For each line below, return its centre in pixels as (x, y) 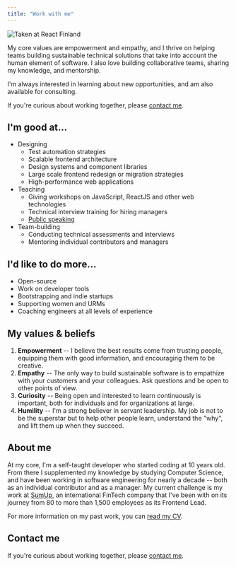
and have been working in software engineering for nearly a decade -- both (117, 480)
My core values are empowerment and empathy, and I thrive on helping (111, 47)
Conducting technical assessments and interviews (101, 235)
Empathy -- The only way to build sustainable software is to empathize (121, 373)
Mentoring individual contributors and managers (98, 242)
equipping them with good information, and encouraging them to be (116, 358)
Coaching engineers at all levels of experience (85, 311)
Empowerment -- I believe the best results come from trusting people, (120, 351)
